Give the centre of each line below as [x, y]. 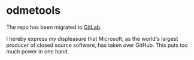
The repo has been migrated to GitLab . [54, 27]
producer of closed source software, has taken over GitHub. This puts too [97, 45]
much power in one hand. [38, 51]
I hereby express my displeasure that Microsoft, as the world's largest [92, 38]
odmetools [34, 10]
